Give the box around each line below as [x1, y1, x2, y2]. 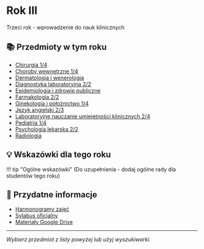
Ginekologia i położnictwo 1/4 [15, 99, 89, 107]
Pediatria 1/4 [15, 119, 47, 126]
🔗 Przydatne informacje [6, 189, 98, 200]
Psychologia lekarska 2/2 [15, 125, 79, 133]
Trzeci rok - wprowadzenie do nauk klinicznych [6, 24, 125, 31]
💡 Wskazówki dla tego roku [6, 150, 111, 160]
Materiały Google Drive [15, 219, 73, 226]
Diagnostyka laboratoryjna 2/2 [15, 80, 92, 88]
